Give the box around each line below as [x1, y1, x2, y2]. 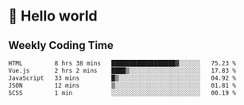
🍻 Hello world [8, 7, 98, 25]
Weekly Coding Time [8, 39, 114, 52]
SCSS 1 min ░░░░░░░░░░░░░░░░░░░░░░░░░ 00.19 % [8, 88, 237, 97]
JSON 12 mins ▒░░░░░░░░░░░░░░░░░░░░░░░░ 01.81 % [8, 81, 237, 89]
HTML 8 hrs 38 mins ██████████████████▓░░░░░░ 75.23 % [8, 59, 237, 67]
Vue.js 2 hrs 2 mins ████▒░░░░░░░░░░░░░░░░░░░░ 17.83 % [8, 66, 237, 74]
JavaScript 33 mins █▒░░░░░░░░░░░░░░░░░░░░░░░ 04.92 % [8, 74, 237, 82]
